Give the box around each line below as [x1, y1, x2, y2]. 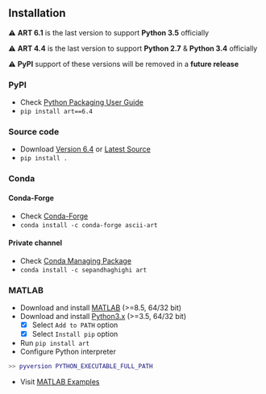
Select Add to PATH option [31, 320, 118, 330]
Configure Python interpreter [19, 346, 117, 357]
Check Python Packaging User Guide [19, 97, 143, 107]
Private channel [8, 238, 63, 248]
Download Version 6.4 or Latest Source [19, 144, 151, 154]
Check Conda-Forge [19, 211, 89, 221]
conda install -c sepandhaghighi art [19, 266, 148, 274]
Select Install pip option [31, 330, 118, 339]
